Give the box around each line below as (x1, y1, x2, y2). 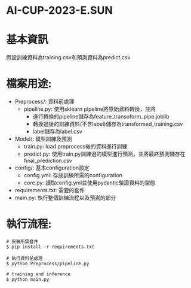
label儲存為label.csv (32, 128, 82, 135)
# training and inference (6, 271, 70, 277)
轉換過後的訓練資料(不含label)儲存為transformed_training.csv (32, 120, 183, 128)
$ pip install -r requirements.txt (6, 244, 95, 250)
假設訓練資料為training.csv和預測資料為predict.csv (6, 54, 131, 61)
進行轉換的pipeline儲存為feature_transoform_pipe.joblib (32, 113, 170, 120)
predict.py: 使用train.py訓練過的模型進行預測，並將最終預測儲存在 (23, 150, 186, 157)
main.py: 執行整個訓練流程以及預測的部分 (14, 194, 116, 201)
